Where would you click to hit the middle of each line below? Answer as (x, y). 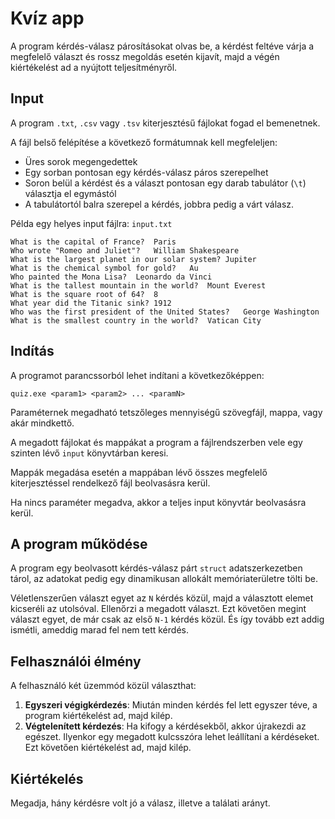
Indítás (32, 351)
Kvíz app (47, 18)
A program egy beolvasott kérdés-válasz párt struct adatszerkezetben (156, 568)
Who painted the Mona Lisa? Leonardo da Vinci (111, 277)
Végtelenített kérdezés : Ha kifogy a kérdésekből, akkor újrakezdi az (165, 726)
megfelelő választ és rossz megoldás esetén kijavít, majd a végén (145, 56)
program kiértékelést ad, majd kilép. (98, 716)
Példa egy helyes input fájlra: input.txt (91, 223)
